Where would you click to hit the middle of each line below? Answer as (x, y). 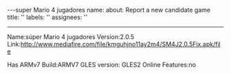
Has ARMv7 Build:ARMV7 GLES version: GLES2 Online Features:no (101, 65)
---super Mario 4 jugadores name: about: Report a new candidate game (109, 10)
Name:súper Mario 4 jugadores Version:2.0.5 (71, 37)
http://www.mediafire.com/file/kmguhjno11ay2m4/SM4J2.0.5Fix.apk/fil (121, 44)
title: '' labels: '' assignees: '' (47, 17)
